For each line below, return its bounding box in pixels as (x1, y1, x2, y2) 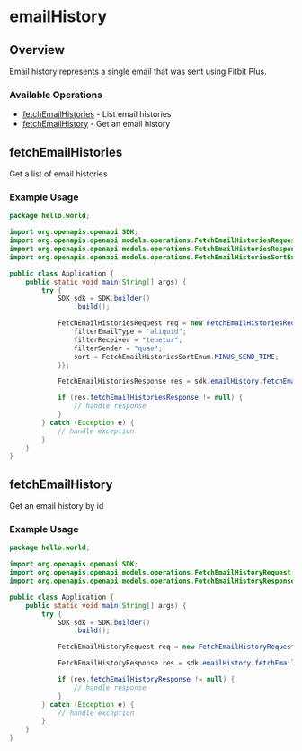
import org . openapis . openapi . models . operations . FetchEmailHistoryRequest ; (9, 568, 296, 577)
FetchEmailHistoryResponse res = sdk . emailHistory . (57, 659, 255, 668)
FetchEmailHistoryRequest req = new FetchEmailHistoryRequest (57, 642, 296, 652)
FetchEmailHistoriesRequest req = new (57, 319, 203, 328)
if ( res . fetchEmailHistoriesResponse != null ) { (57, 394, 244, 403)
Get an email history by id (9, 501, 104, 511)
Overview (9, 42, 66, 58)
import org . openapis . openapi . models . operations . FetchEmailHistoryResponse (9, 576, 296, 586)
